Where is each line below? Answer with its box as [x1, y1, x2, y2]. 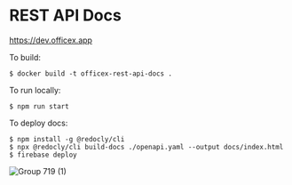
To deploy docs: [9, 117, 68, 128]
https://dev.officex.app [9, 35, 93, 45]
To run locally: [9, 84, 61, 95]
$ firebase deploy [9, 150, 77, 159]
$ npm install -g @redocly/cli [9, 134, 125, 143]
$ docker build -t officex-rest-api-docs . [9, 68, 173, 78]
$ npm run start [9, 101, 69, 111]
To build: [9, 52, 42, 62]
